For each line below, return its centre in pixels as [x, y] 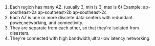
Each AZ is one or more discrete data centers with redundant [71, 17]
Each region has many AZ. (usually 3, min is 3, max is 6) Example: [76, 7]
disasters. [20, 33]
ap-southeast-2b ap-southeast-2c [72, 12]
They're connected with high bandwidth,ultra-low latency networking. [80, 38]
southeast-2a [23, 12]
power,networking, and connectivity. [46, 23]
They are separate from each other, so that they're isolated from [74, 28]
